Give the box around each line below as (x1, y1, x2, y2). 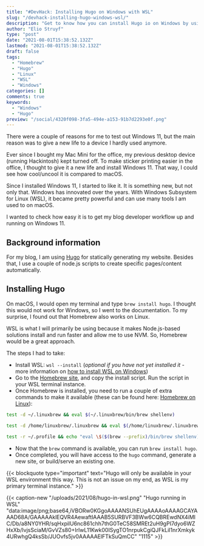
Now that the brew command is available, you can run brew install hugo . (15, 445, 197, 452)
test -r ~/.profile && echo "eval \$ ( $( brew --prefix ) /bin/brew (6, 434, 172, 440)
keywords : (6, 99, 32, 105)
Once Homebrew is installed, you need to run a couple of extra (15, 387, 172, 394)
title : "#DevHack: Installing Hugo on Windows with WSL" (6, 9, 154, 15)
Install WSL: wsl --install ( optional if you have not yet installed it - (15, 361, 185, 368)
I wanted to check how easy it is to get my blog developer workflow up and (6, 213, 194, 220)
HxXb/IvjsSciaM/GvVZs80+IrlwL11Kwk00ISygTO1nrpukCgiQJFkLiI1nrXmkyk (6, 526, 195, 533)
